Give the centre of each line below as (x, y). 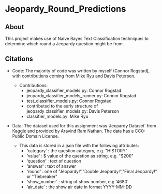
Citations (19, 59)
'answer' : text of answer (51, 166)
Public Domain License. (35, 136)
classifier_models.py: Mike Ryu (57, 116)
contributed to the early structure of (62, 106)
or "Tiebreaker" (42, 176)
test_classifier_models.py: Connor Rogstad (69, 101)
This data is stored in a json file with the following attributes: (79, 145)
